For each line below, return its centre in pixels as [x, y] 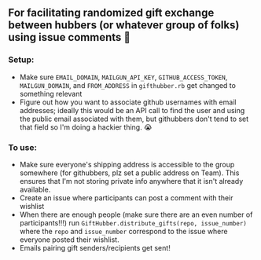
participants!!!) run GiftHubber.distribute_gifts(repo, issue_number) [133, 222]
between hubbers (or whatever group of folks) [124, 26]
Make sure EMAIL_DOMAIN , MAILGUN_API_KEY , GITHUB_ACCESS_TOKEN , [123, 77]
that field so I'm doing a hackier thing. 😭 [86, 127]
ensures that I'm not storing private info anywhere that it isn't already [131, 181]
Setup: [21, 60]
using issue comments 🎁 [70, 37]
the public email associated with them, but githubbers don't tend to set [134, 119]
